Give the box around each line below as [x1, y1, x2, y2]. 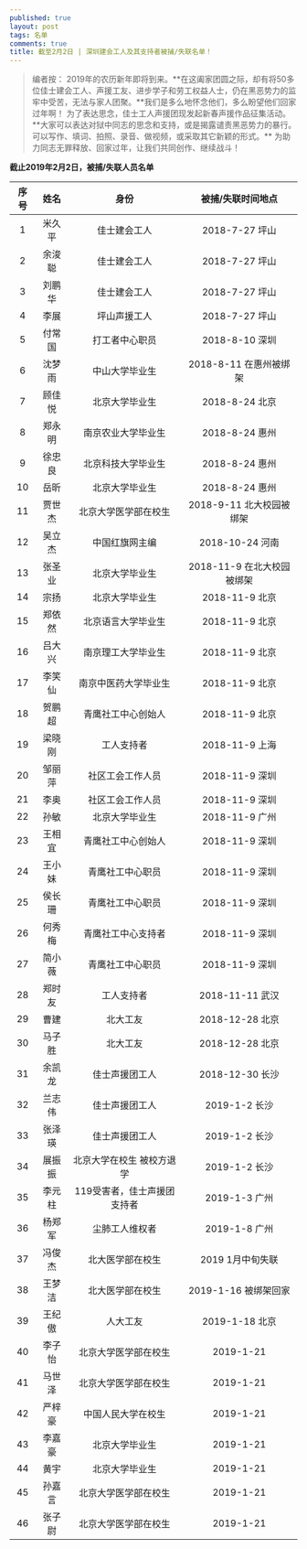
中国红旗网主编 [92, 536, 157, 549]
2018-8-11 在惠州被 [188, 358, 281, 371]
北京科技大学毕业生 [83, 457, 166, 470]
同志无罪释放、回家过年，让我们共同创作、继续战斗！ [39, 143, 240, 154]
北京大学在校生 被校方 [72, 1154, 167, 1167]
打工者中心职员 [92, 334, 157, 347]
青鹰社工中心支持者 [83, 928, 166, 941]
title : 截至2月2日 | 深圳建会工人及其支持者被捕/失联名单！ [9, 48, 213, 57]
